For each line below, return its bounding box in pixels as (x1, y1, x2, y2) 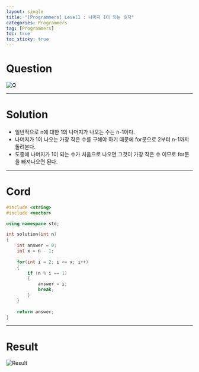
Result (6, 340, 38, 354)
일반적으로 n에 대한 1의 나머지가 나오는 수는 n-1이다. (14, 128, 135, 135)
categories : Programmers (6, 20, 68, 26)
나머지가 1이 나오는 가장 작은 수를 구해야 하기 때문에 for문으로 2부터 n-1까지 (14, 135, 190, 143)
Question (6, 62, 52, 75)
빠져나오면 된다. (21, 158, 58, 165)
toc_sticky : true (6, 36, 49, 42)
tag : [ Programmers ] (6, 25, 54, 31)
